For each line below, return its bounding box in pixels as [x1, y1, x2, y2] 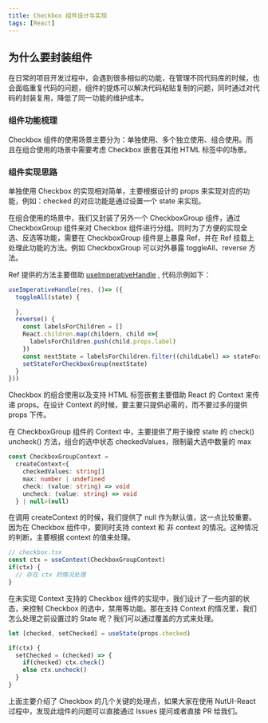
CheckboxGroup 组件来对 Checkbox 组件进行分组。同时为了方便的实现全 [8, 222, 248, 232]
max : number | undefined [22, 475, 105, 483]
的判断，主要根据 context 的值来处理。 [8, 532, 136, 542]
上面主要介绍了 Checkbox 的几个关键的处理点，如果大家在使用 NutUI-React [8, 696, 257, 705]
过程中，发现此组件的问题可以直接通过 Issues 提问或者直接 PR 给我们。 [8, 706, 242, 716]
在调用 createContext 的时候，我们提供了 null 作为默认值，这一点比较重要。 [8, 513, 257, 522]
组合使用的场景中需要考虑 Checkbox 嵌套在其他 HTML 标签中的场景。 [22, 144, 251, 154]
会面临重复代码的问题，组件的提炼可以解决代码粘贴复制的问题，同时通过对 [8, 83, 253, 92]
